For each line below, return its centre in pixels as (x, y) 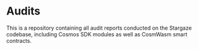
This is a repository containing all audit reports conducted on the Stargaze (99, 28)
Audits (23, 11)
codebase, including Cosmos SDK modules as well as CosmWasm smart (97, 34)
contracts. (19, 41)
